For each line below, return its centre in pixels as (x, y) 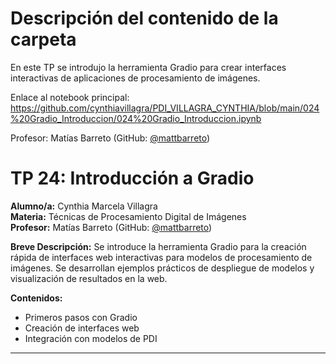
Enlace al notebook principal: (70, 97)
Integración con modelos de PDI (91, 338)
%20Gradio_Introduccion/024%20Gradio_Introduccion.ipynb (136, 118)
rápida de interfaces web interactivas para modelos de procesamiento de (161, 257)
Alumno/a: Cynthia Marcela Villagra (84, 206)
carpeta (43, 39)
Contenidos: (36, 298)
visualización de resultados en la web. (89, 278)
